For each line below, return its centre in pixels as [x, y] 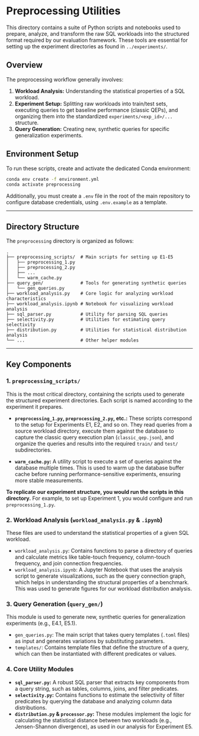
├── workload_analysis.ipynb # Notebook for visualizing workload [90, 304]
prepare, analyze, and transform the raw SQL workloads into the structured [98, 33]
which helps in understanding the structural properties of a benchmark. [102, 582]
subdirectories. [33, 450]
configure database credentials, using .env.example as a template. [87, 202]
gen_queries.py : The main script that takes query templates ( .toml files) [102, 635]
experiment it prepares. [35, 406]
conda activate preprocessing [44, 185]
